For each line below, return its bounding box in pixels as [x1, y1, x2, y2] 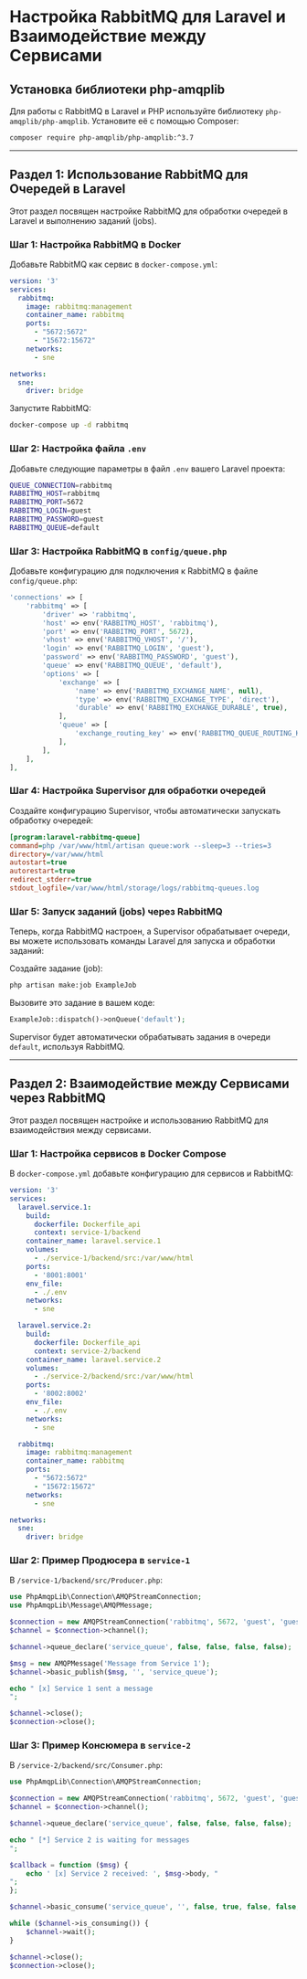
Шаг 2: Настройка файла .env [9, 442, 147, 455]
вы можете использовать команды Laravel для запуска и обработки [9, 936, 276, 947]
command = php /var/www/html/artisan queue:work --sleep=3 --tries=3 [9, 841, 272, 851]
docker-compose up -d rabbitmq [9, 420, 129, 430]
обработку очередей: [9, 815, 94, 826]
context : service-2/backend [33, 1346, 142, 1356]
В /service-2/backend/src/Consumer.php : [9, 1760, 163, 1771]
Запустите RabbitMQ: [9, 403, 91, 414]
